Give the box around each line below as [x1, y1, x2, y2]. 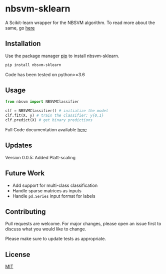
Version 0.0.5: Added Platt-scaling [5, 154, 76, 160]
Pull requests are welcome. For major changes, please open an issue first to [5, 221, 161, 227]
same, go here [5, 25, 35, 31]
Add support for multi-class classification [12, 182, 98, 188]
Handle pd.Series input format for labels [12, 193, 96, 199]
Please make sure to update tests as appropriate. [5, 236, 106, 242]
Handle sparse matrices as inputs [12, 187, 81, 193]
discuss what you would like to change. [5, 226, 86, 232]
